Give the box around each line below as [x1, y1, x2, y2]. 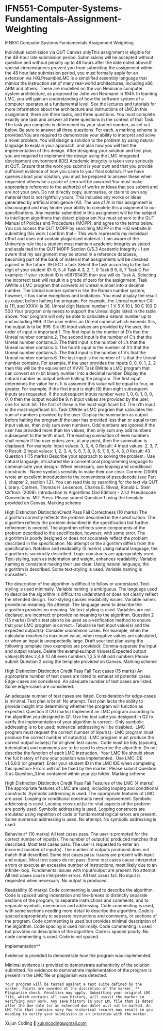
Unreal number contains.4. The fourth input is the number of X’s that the [5, 344, 149, 350]
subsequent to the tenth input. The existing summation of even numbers [5, 432, 149, 438]
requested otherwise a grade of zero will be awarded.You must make [5, 178, 143, 184]
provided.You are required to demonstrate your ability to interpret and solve [5, 132, 156, 138]
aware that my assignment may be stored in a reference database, [5, 251, 138, 257]
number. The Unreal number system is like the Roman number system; [5, 287, 146, 293]
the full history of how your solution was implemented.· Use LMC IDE [5, 755, 143, 761]
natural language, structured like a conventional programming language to [5, 458, 153, 464]
